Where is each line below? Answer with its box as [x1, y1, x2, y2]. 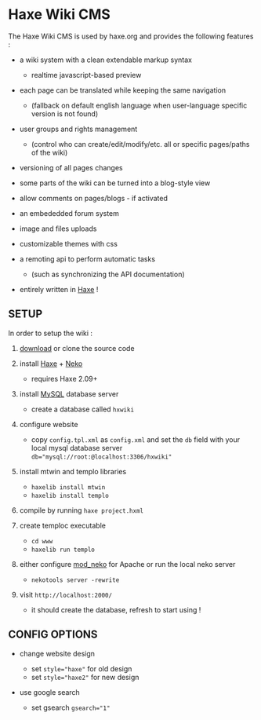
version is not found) [31, 108, 99, 119]
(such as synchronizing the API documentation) [31, 269, 186, 279]
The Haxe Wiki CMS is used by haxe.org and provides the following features [8, 31, 254, 41]
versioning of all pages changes [19, 163, 123, 172]
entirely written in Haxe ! [19, 284, 99, 294]
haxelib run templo [31, 546, 96, 554]
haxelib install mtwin [31, 483, 106, 492]
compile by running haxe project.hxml [19, 505, 143, 515]
